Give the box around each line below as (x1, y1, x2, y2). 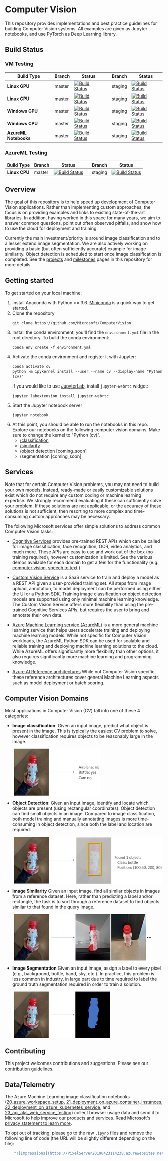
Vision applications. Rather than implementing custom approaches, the (5, 204, 151, 210)
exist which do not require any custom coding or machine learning (5, 492, 141, 498)
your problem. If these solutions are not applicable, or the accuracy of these (5, 503, 162, 509)
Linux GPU (7, 83, 30, 89)
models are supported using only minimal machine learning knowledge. (12, 596, 160, 602)
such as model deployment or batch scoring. (12, 680, 105, 686)
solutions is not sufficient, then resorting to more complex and (5, 508, 133, 514)
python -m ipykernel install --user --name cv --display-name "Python (12, 369, 163, 374)
